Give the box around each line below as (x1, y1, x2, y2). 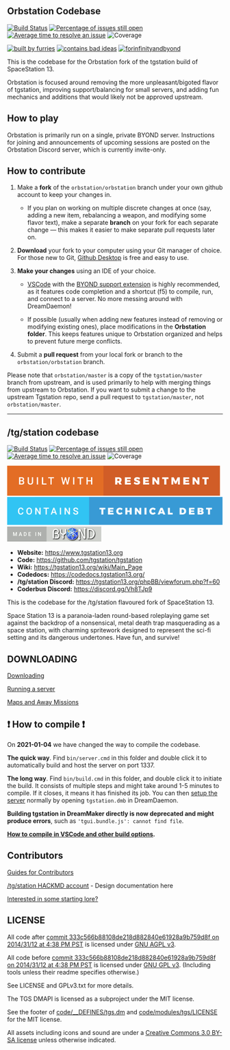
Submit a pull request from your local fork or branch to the (16, 350, 183, 359)
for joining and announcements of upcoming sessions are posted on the (7, 138, 210, 146)
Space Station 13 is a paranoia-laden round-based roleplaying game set (7, 612, 209, 620)
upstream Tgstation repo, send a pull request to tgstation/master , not (7, 393, 204, 401)
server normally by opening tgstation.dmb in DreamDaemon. (7, 796, 179, 804)
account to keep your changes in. (16, 191, 112, 199)
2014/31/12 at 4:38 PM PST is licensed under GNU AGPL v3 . (7, 940, 177, 948)
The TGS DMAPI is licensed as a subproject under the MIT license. (7, 994, 195, 1003)
